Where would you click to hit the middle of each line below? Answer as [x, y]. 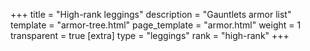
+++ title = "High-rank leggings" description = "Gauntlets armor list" [151, 14]
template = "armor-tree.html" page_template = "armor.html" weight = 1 [156, 25]
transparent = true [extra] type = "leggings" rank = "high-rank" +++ [150, 35]
